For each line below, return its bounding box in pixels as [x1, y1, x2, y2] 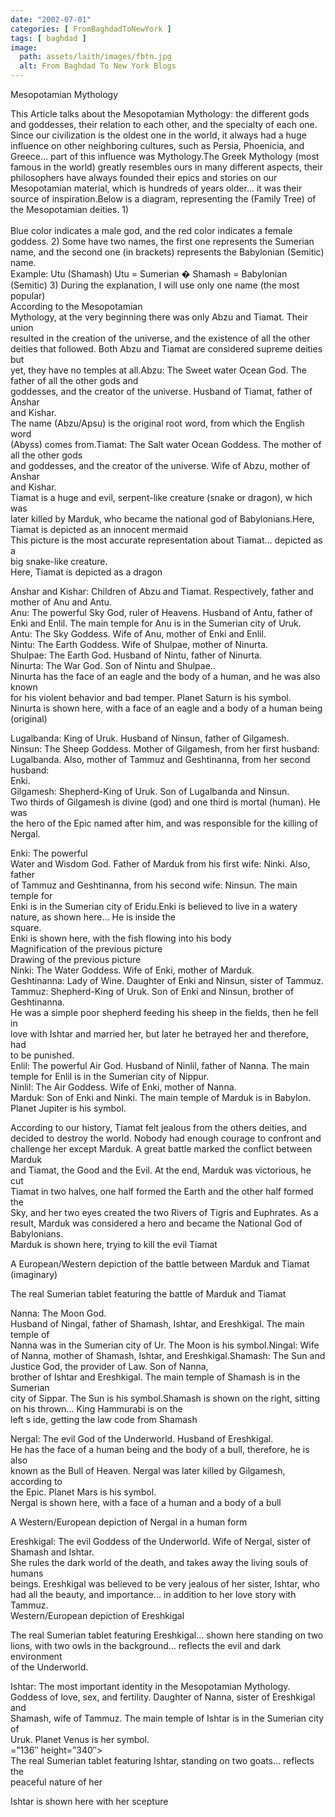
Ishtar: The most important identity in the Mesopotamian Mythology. [10, 1681, 291, 1692]
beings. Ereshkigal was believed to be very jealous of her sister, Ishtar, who [10, 1578, 320, 1590]
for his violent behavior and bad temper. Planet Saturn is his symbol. [10, 692, 292, 703]
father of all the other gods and [10, 375, 139, 386]
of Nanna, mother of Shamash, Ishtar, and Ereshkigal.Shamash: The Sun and [10, 1350, 326, 1361]
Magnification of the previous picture [10, 943, 163, 955]
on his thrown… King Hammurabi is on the [10, 1403, 183, 1415]
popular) [10, 290, 46, 301]
